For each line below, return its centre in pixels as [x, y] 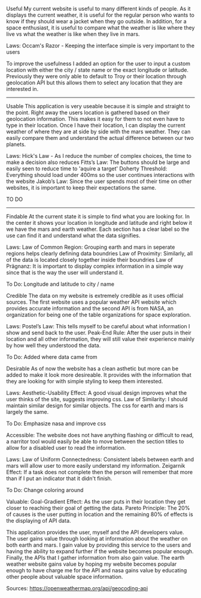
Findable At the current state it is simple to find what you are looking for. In [98, 216]
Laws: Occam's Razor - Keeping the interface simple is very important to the [100, 45]
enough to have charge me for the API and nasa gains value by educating [97, 570]
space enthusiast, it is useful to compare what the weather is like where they [100, 28]
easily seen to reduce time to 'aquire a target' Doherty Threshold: [87, 169]
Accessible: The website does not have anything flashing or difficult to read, [100, 435]
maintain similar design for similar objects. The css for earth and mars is [95, 405]
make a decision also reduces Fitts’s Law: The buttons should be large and [98, 162]
